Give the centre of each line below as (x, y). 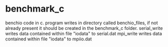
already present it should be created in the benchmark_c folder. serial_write (84, 28)
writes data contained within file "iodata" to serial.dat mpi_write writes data (84, 33)
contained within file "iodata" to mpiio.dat (49, 39)
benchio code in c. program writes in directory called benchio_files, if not (82, 23)
